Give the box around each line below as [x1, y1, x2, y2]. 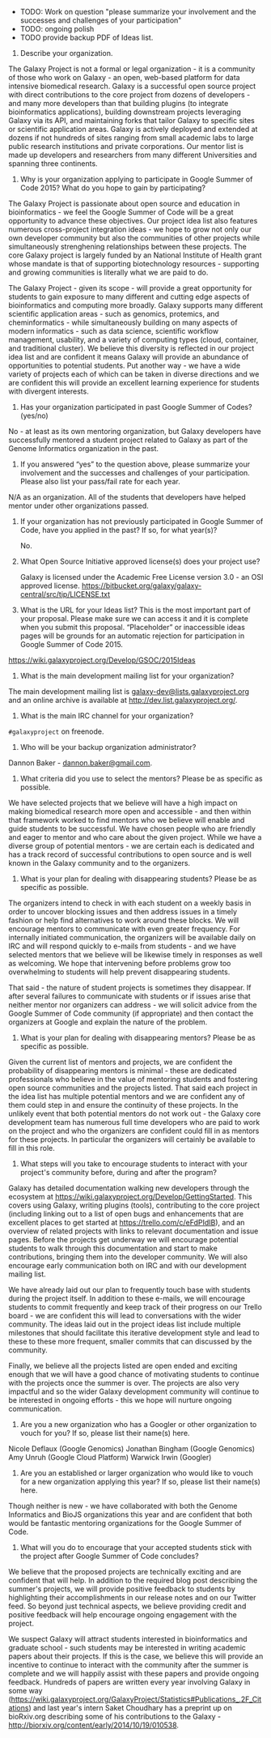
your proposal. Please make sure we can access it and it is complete [19, 614, 249, 623]
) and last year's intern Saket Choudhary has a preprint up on [28, 1703, 232, 1712]
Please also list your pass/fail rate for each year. [19, 477, 180, 486]
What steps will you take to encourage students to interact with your [19, 1159, 248, 1169]
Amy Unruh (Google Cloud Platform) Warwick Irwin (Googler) [8, 1453, 212, 1462]
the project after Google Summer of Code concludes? [19, 1551, 200, 1561]
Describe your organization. [19, 49, 113, 58]
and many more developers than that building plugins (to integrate [8, 99, 229, 108]
